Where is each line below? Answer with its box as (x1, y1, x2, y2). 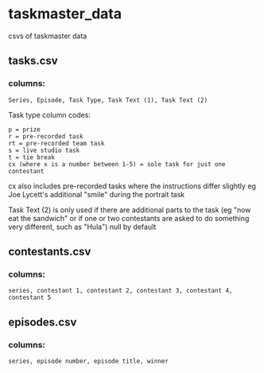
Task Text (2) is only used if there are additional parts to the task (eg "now (8, 204, 251, 215)
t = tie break (8, 153, 56, 161)
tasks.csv (8, 54, 58, 68)
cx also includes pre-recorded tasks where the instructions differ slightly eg (8, 181, 257, 191)
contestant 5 (8, 293, 52, 302)
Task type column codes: (8, 110, 91, 119)
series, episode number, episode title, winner (8, 357, 169, 365)
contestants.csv (8, 245, 91, 258)
